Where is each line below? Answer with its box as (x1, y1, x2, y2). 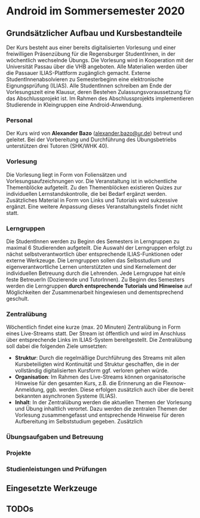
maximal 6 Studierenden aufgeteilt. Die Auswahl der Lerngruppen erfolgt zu (6, 244, 193, 251)
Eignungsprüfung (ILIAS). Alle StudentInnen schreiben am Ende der (6, 82, 172, 89)
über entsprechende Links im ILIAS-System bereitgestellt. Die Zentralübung (6, 337, 192, 344)
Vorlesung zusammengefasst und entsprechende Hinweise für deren (14, 411, 185, 419)
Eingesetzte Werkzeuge (6, 483, 97, 493)
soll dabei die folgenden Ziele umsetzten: (6, 343, 107, 350)
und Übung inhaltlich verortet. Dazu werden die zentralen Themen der (14, 405, 187, 413)
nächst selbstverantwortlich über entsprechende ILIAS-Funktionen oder (6, 250, 183, 258)
